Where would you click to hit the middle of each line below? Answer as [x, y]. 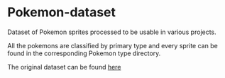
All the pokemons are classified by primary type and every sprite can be [112, 45]
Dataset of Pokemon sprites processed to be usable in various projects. [112, 32]
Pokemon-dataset [61, 12]
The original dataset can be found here [64, 67]
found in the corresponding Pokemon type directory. [84, 53]
